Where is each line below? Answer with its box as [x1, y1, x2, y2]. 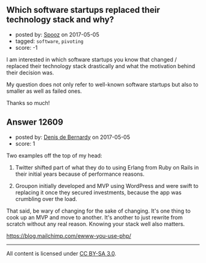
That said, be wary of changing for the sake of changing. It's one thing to [6, 207, 191, 214]
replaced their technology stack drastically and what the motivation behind [6, 62, 196, 69]
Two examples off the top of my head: [6, 152, 102, 159]
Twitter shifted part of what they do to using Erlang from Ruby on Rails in [15, 163, 199, 171]
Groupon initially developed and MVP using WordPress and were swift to [15, 182, 199, 189]
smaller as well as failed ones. [6, 87, 82, 95]
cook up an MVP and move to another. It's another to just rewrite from [6, 213, 183, 221]
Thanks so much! [6, 99, 50, 106]
